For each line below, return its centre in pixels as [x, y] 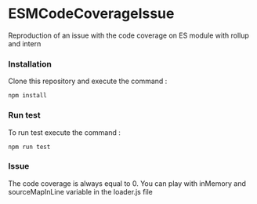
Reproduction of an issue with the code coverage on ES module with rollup [128, 35]
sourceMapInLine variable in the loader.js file [80, 191]
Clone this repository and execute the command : [88, 81]
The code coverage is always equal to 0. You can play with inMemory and [127, 183]
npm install [27, 96]
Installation [30, 64]
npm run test [29, 147]
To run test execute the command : [65, 132]
